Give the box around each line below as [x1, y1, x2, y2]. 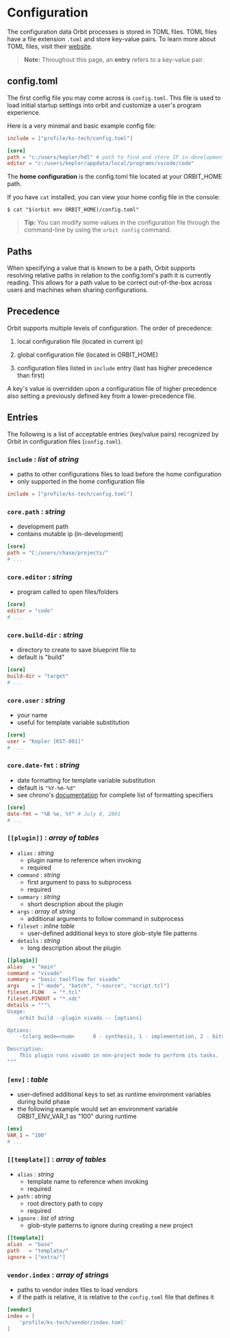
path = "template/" [7, 1247, 69, 1254]
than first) [16, 371, 45, 379]
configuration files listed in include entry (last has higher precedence [16, 364, 213, 372]
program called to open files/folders [16, 588, 118, 596]
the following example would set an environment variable [16, 1105, 178, 1113]
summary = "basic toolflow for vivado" [7, 976, 121, 983]
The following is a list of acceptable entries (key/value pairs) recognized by [7, 430, 219, 438]
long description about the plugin [27, 944, 121, 952]
